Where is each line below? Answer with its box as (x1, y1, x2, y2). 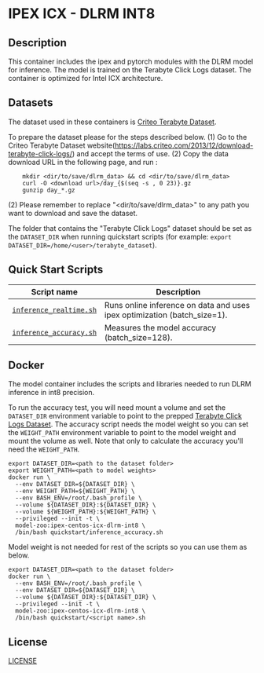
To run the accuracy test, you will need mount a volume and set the (8, 403, 226, 412)
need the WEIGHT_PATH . (8, 444, 80, 454)
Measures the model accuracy (104, 322, 217, 333)
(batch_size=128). (104, 331, 173, 342)
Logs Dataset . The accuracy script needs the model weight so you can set (8, 419, 249, 429)
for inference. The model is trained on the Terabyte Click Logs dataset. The (8, 65, 251, 75)
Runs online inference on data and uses (104, 299, 251, 310)
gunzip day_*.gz (22, 186, 76, 194)
